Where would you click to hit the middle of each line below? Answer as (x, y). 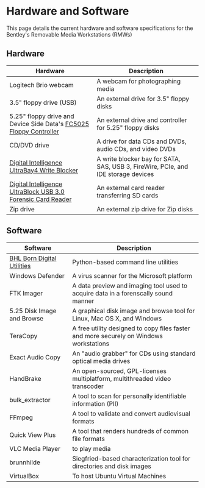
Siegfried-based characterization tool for (131, 458)
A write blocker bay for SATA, (139, 158)
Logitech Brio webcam (42, 85)
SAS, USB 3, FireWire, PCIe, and (142, 166)
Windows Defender (37, 275)
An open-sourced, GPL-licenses (119, 371)
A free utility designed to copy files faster (131, 328)
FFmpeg (21, 417)
